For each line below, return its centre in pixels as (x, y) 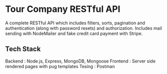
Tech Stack (23, 49)
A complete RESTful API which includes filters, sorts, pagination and (75, 23)
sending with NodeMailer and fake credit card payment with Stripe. (74, 33)
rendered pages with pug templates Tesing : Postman (60, 66)
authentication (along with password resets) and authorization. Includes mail (83, 28)
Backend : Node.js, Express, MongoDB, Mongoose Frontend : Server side (81, 61)
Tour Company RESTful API (63, 9)
